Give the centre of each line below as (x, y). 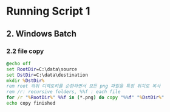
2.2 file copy (25, 51)
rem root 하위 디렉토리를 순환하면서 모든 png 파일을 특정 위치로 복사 (83, 86)
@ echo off (19, 63)
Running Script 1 (48, 11)
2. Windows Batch (42, 34)
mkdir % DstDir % (25, 80)
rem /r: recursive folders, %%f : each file (63, 92)
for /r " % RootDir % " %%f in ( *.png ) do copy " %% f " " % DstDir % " (85, 98)
